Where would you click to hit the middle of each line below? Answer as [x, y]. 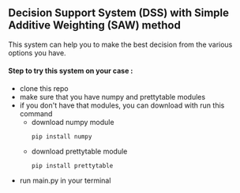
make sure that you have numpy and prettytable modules [112, 97]
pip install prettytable [72, 166]
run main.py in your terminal [65, 180]
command [36, 114]
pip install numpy [62, 137]
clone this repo [44, 89]
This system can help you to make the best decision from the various [120, 44]
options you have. [37, 53]
